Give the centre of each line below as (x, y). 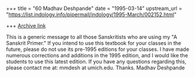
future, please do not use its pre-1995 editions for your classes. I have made (98, 49)
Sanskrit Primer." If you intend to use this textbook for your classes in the (94, 43)
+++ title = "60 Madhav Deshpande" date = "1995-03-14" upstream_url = (94, 8)
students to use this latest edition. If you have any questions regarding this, (96, 61)
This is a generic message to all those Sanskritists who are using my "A (92, 37)
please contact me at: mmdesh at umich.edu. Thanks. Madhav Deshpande (95, 68)
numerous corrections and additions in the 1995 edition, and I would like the (97, 55)
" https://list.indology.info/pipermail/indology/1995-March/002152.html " (91, 14)
